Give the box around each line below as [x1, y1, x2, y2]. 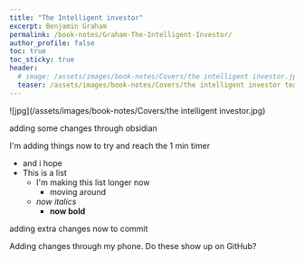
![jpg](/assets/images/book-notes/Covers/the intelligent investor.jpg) [9, 105, 266, 116]
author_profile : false [9, 38, 95, 48]
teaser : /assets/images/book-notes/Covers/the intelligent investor [17, 80, 281, 89]
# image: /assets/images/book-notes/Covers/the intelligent [17, 72, 249, 81]
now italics [35, 196, 77, 207]
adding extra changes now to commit [9, 223, 148, 234]
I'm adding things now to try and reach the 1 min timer [9, 140, 211, 151]
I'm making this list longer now [35, 177, 150, 188]
